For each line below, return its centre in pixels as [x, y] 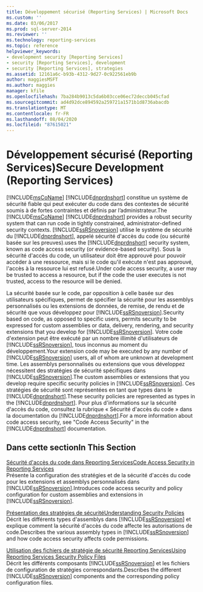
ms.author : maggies [31, 86]
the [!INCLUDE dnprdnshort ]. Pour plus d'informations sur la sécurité [92, 403]
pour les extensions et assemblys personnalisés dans [73, 481]
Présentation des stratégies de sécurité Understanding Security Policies [95, 512]
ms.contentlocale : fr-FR [38, 114]
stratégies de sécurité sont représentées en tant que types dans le [89, 390]
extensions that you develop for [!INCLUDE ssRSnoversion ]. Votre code [95, 332]
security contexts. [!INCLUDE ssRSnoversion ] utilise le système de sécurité [99, 230]
